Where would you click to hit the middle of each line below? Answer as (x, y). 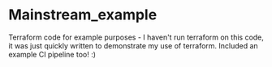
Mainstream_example (83, 15)
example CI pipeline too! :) (52, 54)
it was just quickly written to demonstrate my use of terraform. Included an (133, 45)
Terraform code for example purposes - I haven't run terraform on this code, (136, 37)
